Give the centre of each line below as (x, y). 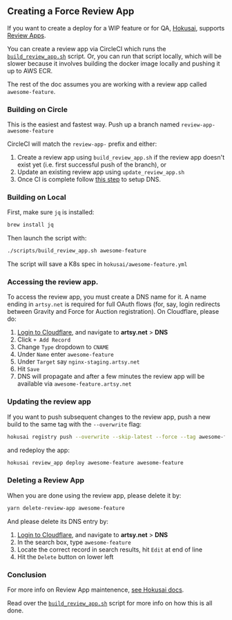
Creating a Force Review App (71, 11)
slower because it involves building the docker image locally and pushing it (114, 63)
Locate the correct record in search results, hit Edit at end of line (109, 549)
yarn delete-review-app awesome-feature (66, 508)
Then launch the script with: (47, 238)
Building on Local (37, 198)
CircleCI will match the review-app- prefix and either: (82, 144)
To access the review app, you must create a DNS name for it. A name (107, 297)
